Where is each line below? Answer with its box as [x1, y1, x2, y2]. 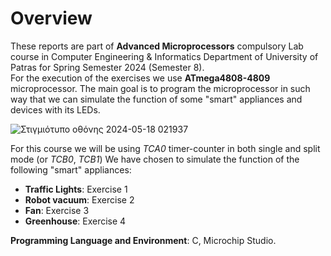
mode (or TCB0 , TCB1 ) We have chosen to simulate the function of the [10, 153, 300, 165]
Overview [10, 7, 93, 30]
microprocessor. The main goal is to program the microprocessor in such [10, 82, 311, 94]
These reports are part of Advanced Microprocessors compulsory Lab [10, 40, 304, 52]
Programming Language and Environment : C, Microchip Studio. [10, 234, 277, 246]
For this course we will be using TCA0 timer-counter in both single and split [10, 142, 321, 154]
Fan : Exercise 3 [24, 204, 90, 216]
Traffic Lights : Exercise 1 [24, 183, 128, 195]
